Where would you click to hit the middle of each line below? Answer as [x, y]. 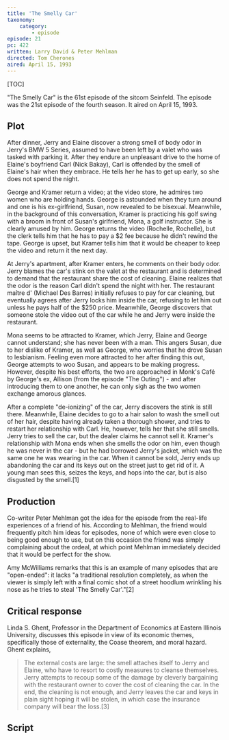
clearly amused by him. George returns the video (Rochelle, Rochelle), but [111, 229]
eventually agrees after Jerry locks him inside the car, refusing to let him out [114, 300]
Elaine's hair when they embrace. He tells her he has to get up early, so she [113, 171]
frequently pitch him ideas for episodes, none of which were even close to [112, 533]
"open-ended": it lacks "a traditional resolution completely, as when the [108, 575]
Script [21, 728]
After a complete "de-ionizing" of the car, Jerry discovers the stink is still [110, 407]
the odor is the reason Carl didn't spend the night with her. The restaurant [111, 286]
